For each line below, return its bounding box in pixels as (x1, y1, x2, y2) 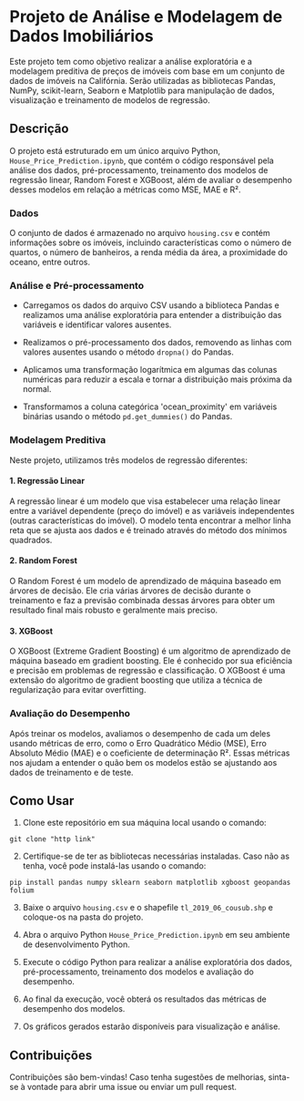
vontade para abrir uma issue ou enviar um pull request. (26, 1082, 238, 1093)
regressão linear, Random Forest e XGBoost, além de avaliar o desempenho (9, 174, 293, 185)
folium (9, 886, 35, 895)
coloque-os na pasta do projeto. (22, 911, 144, 922)
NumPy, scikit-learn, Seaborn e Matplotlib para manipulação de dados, (9, 85, 275, 96)
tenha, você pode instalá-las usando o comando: (22, 860, 207, 871)
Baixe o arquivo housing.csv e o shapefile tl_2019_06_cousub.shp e (22, 902, 273, 913)
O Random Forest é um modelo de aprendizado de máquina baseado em (9, 576, 282, 587)
